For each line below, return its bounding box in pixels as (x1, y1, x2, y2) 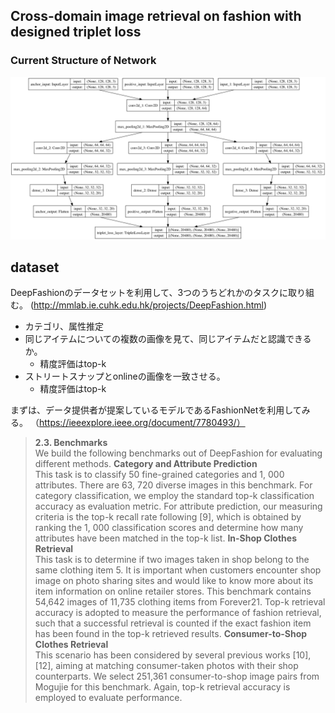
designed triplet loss (10, 24, 142, 41)
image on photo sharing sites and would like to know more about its (34, 575, 314, 587)
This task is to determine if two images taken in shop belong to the (34, 554, 310, 566)
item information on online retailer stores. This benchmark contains (34, 585, 312, 598)
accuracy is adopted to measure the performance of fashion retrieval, (34, 607, 322, 619)
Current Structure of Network (10, 54, 157, 68)
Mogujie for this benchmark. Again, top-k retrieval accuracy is (34, 681, 291, 693)
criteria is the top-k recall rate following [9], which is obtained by (34, 511, 302, 523)
